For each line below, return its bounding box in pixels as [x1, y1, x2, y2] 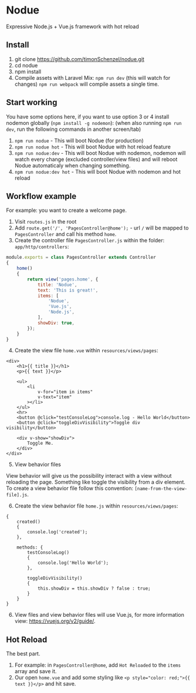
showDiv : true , [37, 320, 75, 326]
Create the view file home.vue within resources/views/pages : [14, 347, 158, 354]
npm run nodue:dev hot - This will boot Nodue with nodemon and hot [14, 168, 181, 175]
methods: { [16, 545, 43, 550]
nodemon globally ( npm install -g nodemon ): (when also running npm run [6, 119, 182, 126]
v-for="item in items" [37, 389, 93, 395]
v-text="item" [37, 394, 72, 400]
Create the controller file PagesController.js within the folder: [14, 237, 165, 244]
